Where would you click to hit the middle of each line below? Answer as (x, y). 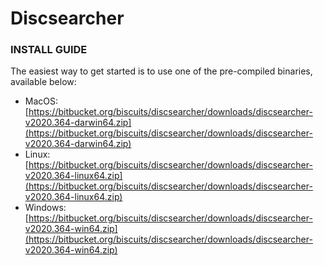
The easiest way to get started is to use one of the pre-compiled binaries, (161, 71)
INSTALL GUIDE (49, 50)
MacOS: (41, 101)
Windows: (45, 208)
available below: (43, 82)
